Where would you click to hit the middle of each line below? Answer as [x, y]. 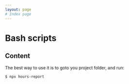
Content [18, 56]
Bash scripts [31, 38]
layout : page [18, 9]
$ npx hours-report [25, 76]
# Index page [18, 14]
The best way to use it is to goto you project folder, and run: [65, 67]
